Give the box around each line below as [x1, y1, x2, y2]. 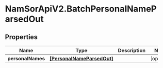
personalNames [7, 55, 45, 62]
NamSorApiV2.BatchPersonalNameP [5, 3, 157, 14]
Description [118, 47, 146, 54]
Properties [5, 33, 38, 41]
